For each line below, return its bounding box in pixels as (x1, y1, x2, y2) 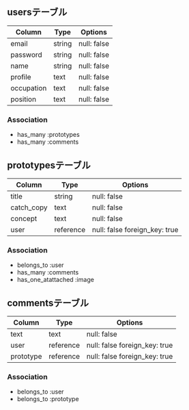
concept (10, 214, 38, 223)
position (10, 94, 36, 104)
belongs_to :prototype (16, 395, 80, 403)
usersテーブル (7, 6, 68, 18)
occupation (10, 83, 47, 92)
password (10, 50, 42, 60)
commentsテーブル (7, 297, 89, 309)
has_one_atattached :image (16, 276, 94, 284)
